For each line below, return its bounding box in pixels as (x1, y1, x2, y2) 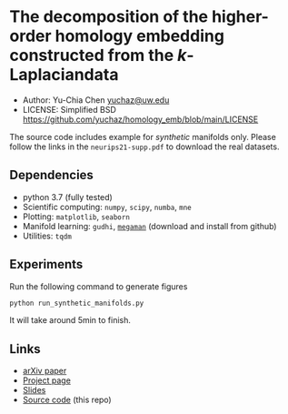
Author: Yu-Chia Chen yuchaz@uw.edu (22, 94, 170, 106)
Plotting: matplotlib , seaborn (22, 211, 130, 222)
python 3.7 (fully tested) (22, 191, 114, 202)
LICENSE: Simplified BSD (22, 104, 116, 115)
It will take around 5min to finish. (9, 315, 132, 326)
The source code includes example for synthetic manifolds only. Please (9, 131, 277, 142)
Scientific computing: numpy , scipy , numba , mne (22, 201, 193, 212)
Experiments (9, 257, 84, 272)
